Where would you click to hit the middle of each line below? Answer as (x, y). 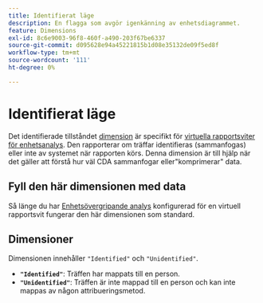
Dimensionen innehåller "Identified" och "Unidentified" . (104, 258)
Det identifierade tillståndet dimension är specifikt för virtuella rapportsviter (132, 136)
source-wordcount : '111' (49, 61)
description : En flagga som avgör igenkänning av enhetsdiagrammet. (124, 23)
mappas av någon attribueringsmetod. (82, 291)
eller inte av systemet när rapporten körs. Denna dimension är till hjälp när (130, 153)
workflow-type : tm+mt (44, 53)
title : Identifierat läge (51, 16)
